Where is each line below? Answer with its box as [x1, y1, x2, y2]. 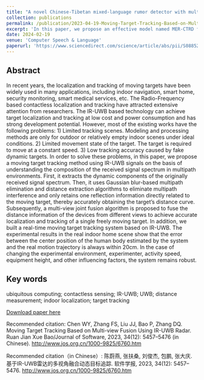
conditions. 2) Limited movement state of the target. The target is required [6, 139, 192, 147]
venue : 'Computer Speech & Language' [6, 37, 102, 43]
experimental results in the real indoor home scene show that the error [6, 230, 183, 237]
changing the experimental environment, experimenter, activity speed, [6, 250, 182, 257]
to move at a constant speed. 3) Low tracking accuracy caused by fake [6, 146, 184, 153]
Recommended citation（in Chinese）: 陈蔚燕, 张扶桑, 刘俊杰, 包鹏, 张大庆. [6, 352, 192, 359]
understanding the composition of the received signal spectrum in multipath [6, 166, 196, 173]
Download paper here [6, 308, 61, 315]
